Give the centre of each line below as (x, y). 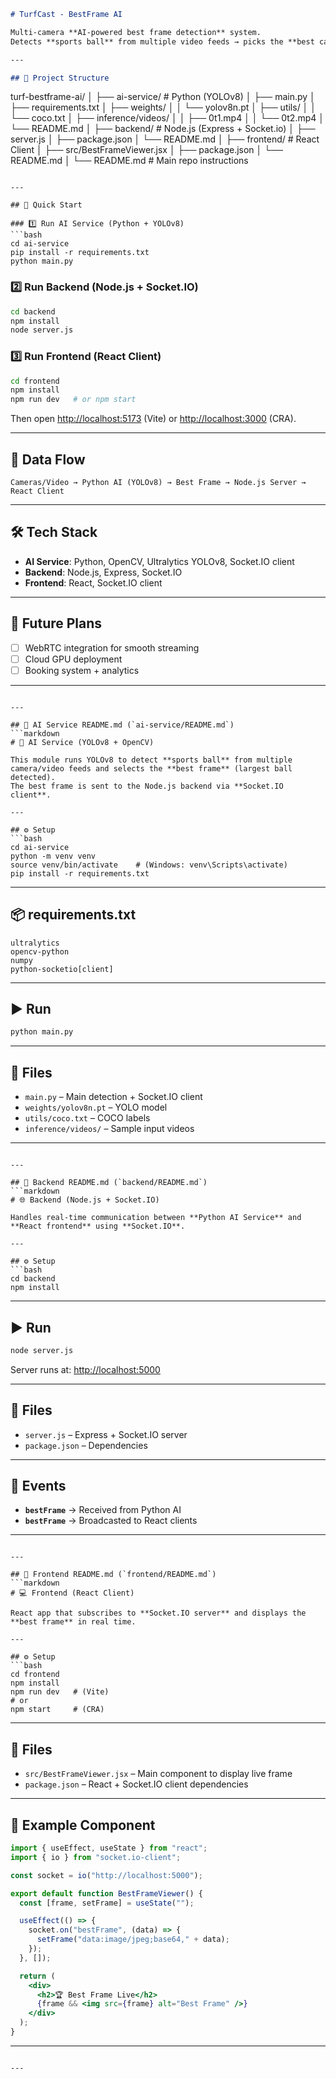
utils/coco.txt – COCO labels (87, 1118)
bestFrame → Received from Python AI (103, 1510)
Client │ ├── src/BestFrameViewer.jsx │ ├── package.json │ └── (147, 150)
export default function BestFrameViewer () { (106, 1893)
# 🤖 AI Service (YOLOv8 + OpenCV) (82, 742)
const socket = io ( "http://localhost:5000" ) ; (106, 1875)
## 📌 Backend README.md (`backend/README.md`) (109, 1183)
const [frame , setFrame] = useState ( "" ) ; (107, 1903)
